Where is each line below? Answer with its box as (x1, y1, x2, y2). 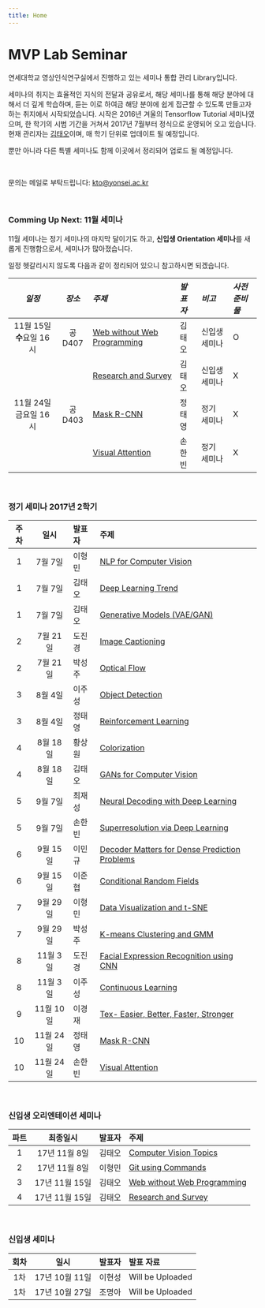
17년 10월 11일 (34, 1272, 92, 1283)
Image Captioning (99, 636, 166, 647)
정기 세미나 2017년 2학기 (8, 501, 98, 512)
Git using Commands (129, 1162, 207, 1173)
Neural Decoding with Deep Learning (99, 796, 237, 807)
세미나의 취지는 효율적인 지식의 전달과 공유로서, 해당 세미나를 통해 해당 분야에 (8, 89, 246, 99)
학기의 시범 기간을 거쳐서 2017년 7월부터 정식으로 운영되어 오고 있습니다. (32, 119, 256, 129)
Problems (99, 854, 136, 865)
